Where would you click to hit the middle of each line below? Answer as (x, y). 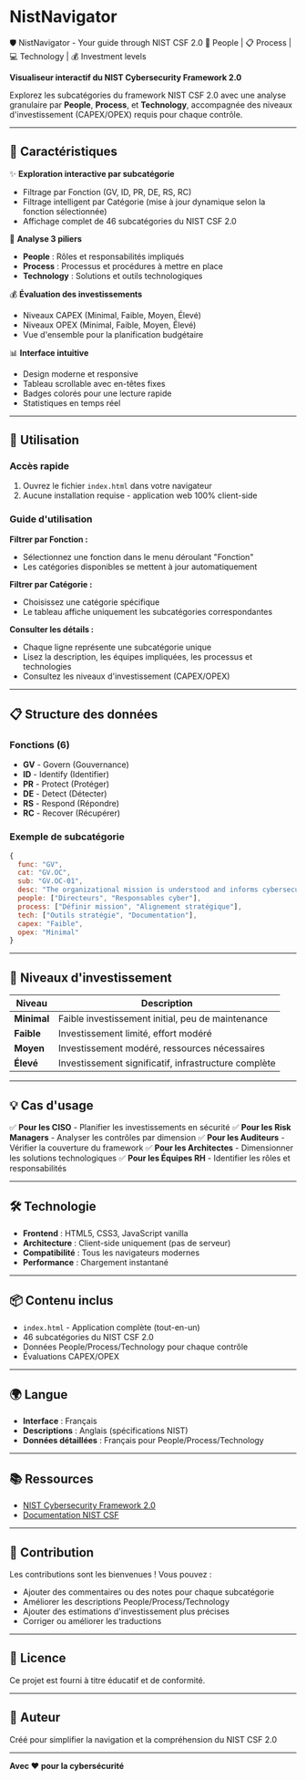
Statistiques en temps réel (71, 402)
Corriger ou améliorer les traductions (92, 1621)
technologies (47, 666)
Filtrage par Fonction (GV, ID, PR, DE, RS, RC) (107, 192)
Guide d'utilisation (51, 519)
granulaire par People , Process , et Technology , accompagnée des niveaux (151, 104)
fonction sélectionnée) (65, 211)
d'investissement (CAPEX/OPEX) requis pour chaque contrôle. (126, 114)
